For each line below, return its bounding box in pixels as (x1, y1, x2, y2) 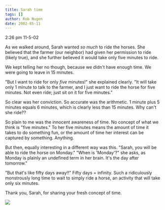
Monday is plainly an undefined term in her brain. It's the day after (5, 155, 139, 161)
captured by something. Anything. (5, 135, 74, 141)
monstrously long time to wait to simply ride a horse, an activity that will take (5, 175, 161, 181)
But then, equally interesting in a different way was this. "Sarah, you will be (5, 144, 157, 151)
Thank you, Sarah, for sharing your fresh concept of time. (5, 190, 122, 196)
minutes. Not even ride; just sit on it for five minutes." (5, 89, 113, 95)
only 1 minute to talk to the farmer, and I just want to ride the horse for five (5, 84, 155, 90)
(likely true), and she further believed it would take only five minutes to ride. (5, 55, 159, 61)
